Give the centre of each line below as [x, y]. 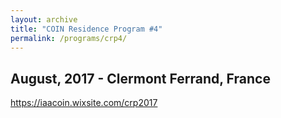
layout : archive [44, 19]
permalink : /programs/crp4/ [69, 38]
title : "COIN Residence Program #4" [86, 29]
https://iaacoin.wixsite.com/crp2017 [84, 103]
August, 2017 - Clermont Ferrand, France [140, 78]
